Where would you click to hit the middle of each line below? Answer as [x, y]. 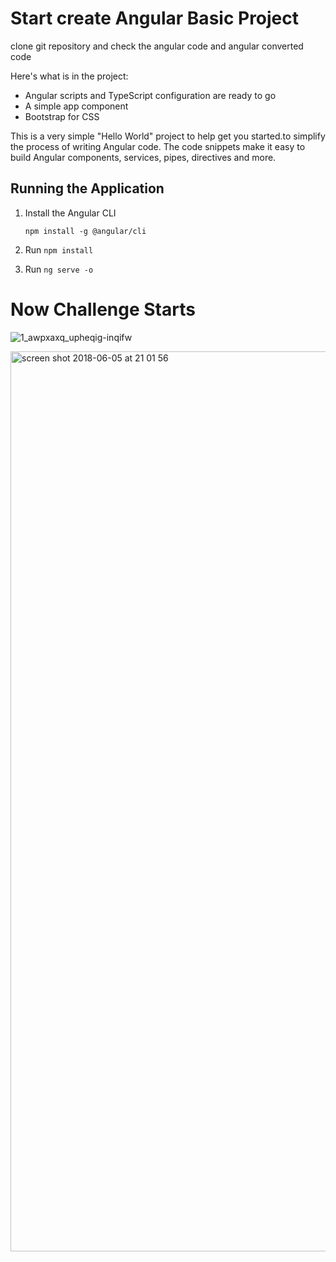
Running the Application [87, 188]
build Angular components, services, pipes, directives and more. [143, 157]
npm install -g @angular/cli [85, 231]
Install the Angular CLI [70, 213]
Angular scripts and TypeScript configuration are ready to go [150, 95]
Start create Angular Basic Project [155, 18]
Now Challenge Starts [103, 309]
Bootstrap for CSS [62, 116]
